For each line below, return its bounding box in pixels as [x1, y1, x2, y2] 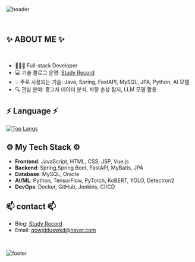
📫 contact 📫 [6, 201, 56, 211]
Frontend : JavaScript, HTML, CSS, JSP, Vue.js [14, 158, 129, 165]
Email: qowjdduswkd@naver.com [14, 227, 96, 234]
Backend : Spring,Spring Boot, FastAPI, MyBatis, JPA [14, 164, 144, 171]
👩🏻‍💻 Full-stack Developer [14, 61, 78, 69]
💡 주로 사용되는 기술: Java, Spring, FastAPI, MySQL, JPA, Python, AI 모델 [14, 78, 190, 85]
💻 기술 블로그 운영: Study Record [14, 69, 95, 76]
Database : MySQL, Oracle [14, 171, 80, 178]
